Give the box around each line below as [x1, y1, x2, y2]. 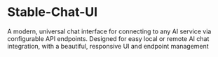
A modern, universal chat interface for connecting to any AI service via [7, 27, 212, 35]
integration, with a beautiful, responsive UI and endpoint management [7, 42, 209, 50]
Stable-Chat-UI [7, 4, 98, 20]
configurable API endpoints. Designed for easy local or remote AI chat [7, 34, 210, 42]
